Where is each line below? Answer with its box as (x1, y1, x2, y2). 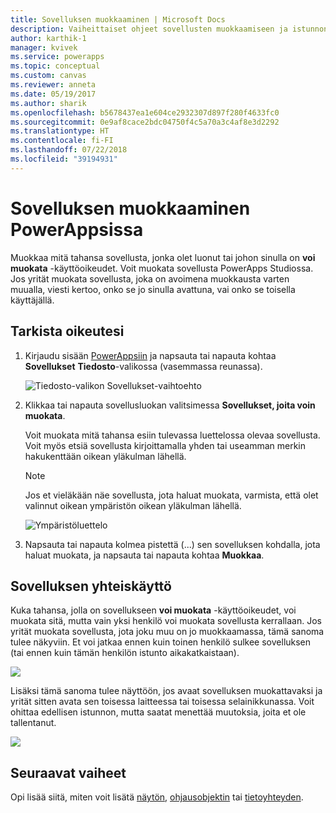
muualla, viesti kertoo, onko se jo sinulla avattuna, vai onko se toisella (10, 283, 296, 295)
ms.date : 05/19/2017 (10, 89, 97, 99)
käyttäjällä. (10, 294, 55, 306)
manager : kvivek (10, 42, 78, 53)
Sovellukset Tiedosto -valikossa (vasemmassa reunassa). (24, 360, 263, 372)
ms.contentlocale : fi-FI (10, 136, 114, 146)
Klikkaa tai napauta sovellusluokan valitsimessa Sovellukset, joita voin (24, 399, 316, 411)
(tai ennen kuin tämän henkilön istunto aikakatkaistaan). (10, 647, 240, 659)
